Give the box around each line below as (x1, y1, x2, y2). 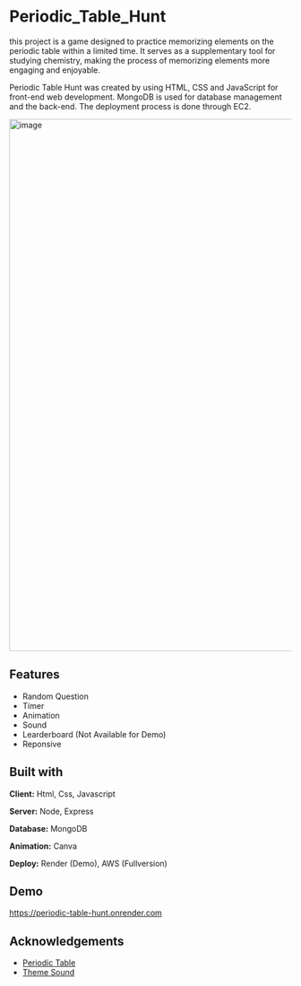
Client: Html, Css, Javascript (9, 788, 116, 799)
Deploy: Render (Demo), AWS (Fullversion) (9, 858, 168, 868)
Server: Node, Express (9, 806, 94, 816)
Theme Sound (21, 967, 75, 978)
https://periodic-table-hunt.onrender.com (9, 908, 163, 919)
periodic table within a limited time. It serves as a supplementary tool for (9, 45, 276, 56)
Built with (9, 764, 64, 780)
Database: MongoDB (9, 823, 88, 833)
